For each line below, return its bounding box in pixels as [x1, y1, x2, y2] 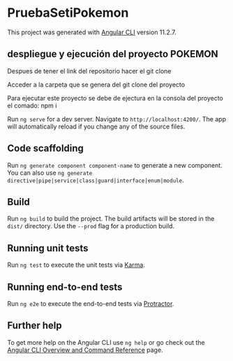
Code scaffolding [7, 142, 84, 154]
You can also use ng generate [7, 168, 93, 177]
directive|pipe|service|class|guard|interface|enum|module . [7, 176, 184, 184]
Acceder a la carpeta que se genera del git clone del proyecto [7, 80, 186, 89]
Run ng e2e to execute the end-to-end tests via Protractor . [7, 300, 174, 308]
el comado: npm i [7, 101, 57, 110]
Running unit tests [7, 242, 89, 254]
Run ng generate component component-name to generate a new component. [7, 161, 223, 169]
